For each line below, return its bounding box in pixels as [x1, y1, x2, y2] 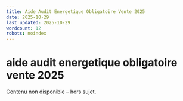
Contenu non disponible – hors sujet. [6, 88, 97, 95]
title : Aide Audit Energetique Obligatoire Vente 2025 [6, 8, 145, 15]
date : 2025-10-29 [6, 14, 49, 20]
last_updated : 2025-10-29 [6, 19, 70, 25]
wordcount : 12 [6, 25, 42, 31]
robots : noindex [6, 31, 46, 37]
